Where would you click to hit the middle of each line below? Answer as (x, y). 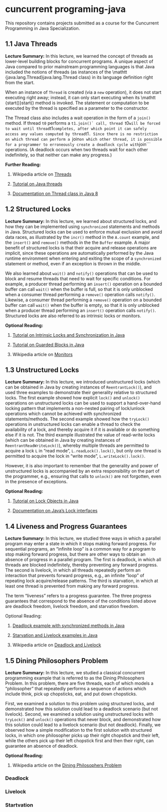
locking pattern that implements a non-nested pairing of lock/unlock (75, 408)
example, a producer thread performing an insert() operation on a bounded (83, 284)
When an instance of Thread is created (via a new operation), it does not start (83, 92)
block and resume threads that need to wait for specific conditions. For (78, 278)
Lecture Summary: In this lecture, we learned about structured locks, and (81, 221)
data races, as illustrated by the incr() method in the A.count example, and (82, 237)
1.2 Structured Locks (38, 209)
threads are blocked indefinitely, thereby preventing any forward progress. (82, 565)
